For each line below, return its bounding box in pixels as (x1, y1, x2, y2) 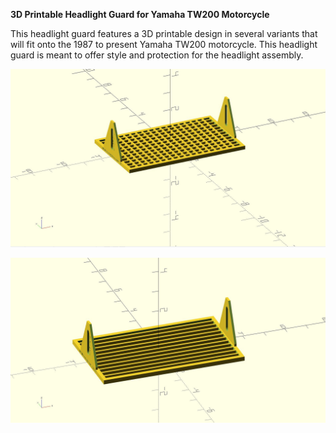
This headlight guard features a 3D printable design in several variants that (10, 28, 318, 39)
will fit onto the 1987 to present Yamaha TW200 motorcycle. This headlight (10, 39, 318, 50)
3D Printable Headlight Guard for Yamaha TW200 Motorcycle (10, 9, 270, 20)
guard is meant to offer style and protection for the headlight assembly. (10, 49, 304, 61)
